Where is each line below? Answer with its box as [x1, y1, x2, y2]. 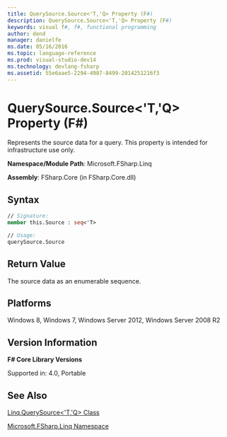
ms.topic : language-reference [7, 50, 97, 57]
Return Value [7, 258, 66, 270]
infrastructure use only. [7, 146, 76, 154]
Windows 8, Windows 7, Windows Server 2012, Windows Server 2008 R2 [7, 316, 221, 325]
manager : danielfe [7, 37, 62, 44]
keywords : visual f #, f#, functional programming [7, 23, 157, 30]
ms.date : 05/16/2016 [7, 43, 69, 50]
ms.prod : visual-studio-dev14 [7, 57, 97, 64]
